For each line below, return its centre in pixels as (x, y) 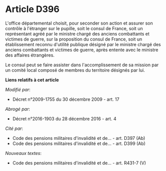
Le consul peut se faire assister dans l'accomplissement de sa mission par (82, 65)
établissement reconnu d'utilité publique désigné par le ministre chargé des (83, 44)
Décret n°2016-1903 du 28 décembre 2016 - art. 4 (64, 118)
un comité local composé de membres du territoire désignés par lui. (75, 70)
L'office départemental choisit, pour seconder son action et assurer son (79, 23)
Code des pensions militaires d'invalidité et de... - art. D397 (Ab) (79, 138)
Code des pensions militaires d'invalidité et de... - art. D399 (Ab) (79, 143)
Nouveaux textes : (23, 153)
